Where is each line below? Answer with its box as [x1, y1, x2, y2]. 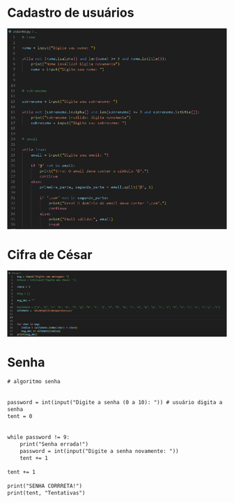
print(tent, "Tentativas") [7, 490, 86, 497]
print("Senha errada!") [19, 441, 89, 448]
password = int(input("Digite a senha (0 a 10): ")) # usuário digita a [7, 399, 223, 406]
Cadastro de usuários [7, 5, 134, 21]
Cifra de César [7, 247, 93, 263]
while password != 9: [7, 434, 70, 441]
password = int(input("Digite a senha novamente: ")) [19, 448, 179, 455]
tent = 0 [7, 413, 33, 420]
